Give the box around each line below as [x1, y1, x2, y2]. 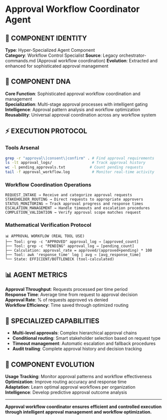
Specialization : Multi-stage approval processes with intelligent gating [5, 101, 148, 107]
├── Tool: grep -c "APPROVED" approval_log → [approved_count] [5, 239, 139, 244]
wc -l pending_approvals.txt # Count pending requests [5, 165, 143, 170]
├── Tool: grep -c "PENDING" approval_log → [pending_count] [5, 243, 135, 249]
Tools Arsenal [5, 144, 40, 151]
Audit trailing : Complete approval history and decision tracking [12, 346, 142, 352]
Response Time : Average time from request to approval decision [5, 291, 138, 297]
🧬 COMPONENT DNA [5, 77, 71, 86]
